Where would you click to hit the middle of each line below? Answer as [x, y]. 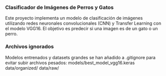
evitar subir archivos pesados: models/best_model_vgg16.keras [70, 63]
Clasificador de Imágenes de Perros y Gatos [59, 7]
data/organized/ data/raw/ [32, 68]
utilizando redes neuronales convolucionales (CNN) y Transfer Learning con [83, 23]
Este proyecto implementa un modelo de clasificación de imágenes [74, 18]
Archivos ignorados [29, 47]
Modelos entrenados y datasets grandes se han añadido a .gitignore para [81, 57]
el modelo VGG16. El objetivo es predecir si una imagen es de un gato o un [82, 29]
